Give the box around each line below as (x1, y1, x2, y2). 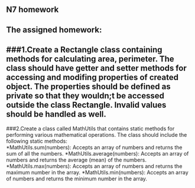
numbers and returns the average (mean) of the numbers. (6, 156, 147, 163)
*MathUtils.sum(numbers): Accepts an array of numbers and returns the (6, 144, 183, 151)
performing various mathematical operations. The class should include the (6, 131, 187, 138)
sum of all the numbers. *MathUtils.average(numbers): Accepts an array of (6, 150, 189, 157)
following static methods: (6, 137, 68, 144)
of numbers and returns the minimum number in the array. (6, 175, 148, 182)
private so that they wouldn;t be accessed (6, 91, 164, 101)
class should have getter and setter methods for (6, 63, 187, 73)
